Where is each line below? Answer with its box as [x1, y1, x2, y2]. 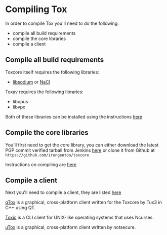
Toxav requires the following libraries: [5, 89, 83, 95]
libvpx [12, 104, 25, 110]
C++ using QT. [5, 205, 36, 211]
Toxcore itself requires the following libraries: [5, 69, 100, 75]
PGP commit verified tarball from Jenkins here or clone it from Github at [5, 147, 155, 153]
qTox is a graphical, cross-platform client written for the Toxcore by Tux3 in [5, 199, 162, 206]
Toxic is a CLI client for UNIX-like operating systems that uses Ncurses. [5, 214, 154, 221]
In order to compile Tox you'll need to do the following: [5, 20, 119, 26]
